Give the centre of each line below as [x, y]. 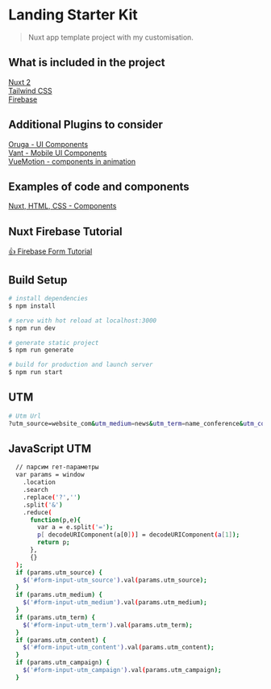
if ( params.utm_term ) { [55, 617]
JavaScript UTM [50, 449]
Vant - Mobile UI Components [58, 153]
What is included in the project [87, 63]
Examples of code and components [99, 186]
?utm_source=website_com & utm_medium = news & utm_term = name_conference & [126, 423]
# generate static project [54, 342]
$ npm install [32, 306]
